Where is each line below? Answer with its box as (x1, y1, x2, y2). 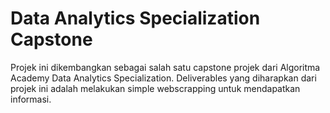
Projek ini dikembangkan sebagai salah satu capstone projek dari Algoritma (10, 61, 321, 73)
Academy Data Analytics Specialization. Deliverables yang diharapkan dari (10, 72, 317, 84)
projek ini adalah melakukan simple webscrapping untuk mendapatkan (10, 82, 301, 94)
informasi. (10, 93, 52, 105)
